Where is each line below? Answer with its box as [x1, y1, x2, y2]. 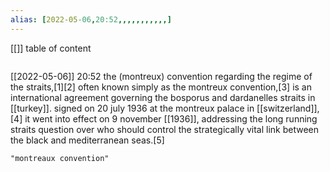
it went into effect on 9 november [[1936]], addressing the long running [24, 112, 318, 125]
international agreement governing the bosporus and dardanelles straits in [10, 91, 316, 103]
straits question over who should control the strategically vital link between [10, 123, 320, 135]
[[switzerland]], [256, 102, 320, 114]
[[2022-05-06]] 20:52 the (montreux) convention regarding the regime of [10, 70, 313, 82]
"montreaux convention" [10, 153, 110, 163]
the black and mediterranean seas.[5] [10, 134, 165, 146]
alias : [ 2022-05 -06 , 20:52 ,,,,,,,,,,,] [10, 14, 172, 25]
